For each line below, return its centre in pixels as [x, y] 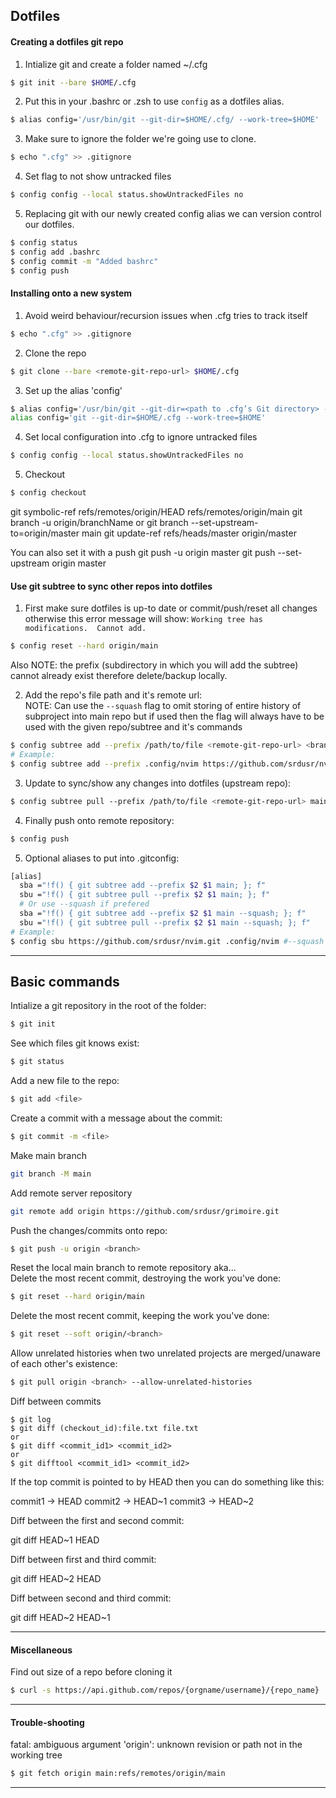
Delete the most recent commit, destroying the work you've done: [146, 1278]
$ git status [37, 1062]
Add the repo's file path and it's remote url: [113, 695]
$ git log [31, 1420]
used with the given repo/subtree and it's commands [133, 727]
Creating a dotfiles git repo [67, 41]
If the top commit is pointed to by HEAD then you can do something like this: [167, 1482]
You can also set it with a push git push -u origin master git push [143, 553]
